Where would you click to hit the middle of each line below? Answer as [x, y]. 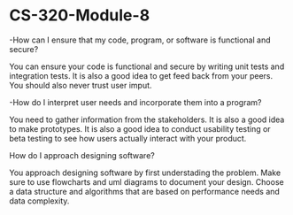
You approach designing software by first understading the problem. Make [145, 173]
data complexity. [39, 201]
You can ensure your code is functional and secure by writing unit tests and [147, 66]
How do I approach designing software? [82, 155]
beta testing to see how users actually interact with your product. [128, 138]
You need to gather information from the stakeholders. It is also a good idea [147, 119]
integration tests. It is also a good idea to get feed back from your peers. [141, 75]
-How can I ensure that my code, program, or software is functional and [140, 40]
